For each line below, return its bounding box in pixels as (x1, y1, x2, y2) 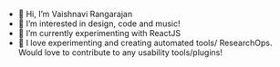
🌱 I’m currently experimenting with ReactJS (17, 28, 181, 38)
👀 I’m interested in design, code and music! (17, 18, 181, 29)
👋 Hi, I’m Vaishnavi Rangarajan (17, 9, 133, 19)
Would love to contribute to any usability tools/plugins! (17, 47, 223, 58)
